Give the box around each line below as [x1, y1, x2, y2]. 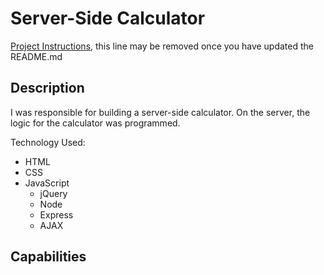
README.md [10, 50, 63, 62]
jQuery [39, 187, 68, 199]
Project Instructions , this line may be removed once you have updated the [10, 40, 314, 52]
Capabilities [10, 248, 87, 266]
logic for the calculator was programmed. [10, 117, 181, 129]
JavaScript [24, 177, 70, 189]
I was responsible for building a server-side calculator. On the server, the [10, 106, 311, 118]
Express [39, 208, 74, 221]
